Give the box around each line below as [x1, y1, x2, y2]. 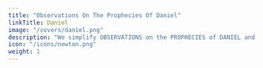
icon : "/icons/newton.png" [8, 41, 97, 48]
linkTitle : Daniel [8, 19, 69, 27]
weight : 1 [8, 48, 41, 55]
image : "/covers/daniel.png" [8, 26, 104, 34]
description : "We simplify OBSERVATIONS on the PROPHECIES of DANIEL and [8, 33, 256, 41]
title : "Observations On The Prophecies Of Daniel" [8, 11, 181, 20]
